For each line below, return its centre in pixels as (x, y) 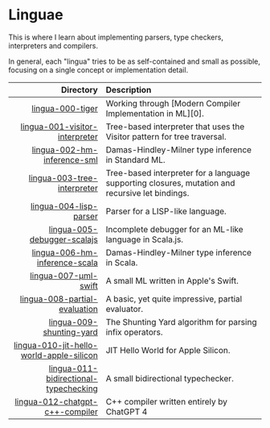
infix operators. (134, 332)
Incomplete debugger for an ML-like (174, 229)
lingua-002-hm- (65, 149)
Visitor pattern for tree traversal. (166, 136)
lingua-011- (73, 368)
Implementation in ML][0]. (155, 113)
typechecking (72, 389)
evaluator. (125, 309)
